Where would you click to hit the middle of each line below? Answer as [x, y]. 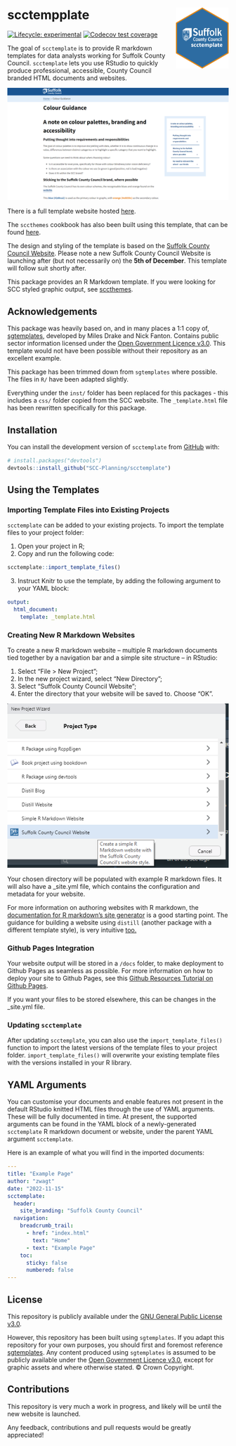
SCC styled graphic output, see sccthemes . [70, 289]
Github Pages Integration [51, 948]
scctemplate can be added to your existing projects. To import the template [116, 525]
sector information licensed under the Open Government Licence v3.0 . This [117, 344]
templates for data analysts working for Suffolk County [86, 56]
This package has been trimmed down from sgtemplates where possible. [112, 372]
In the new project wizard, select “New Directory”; [90, 679]
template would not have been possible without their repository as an [107, 351]
